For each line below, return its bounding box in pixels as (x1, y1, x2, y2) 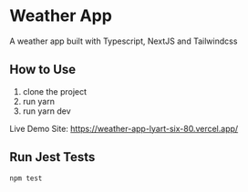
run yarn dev (22, 106, 71, 116)
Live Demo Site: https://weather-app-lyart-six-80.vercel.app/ (9, 123, 239, 134)
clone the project (22, 86, 88, 96)
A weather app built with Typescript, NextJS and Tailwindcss (9, 35, 238, 46)
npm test (9, 174, 43, 183)
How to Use (9, 62, 77, 77)
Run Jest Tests (9, 149, 96, 165)
